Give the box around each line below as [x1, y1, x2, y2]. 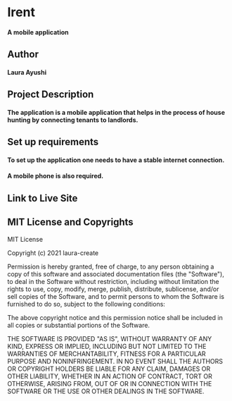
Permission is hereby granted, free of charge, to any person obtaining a [7, 262, 214, 271]
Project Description [7, 89, 94, 101]
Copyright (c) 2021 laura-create [7, 248, 99, 257]
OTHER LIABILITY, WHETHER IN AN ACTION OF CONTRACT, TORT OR [7, 371, 212, 381]
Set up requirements [7, 136, 99, 148]
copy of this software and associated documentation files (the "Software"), [7, 269, 225, 278]
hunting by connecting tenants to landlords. [7, 116, 138, 124]
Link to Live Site [7, 192, 78, 204]
